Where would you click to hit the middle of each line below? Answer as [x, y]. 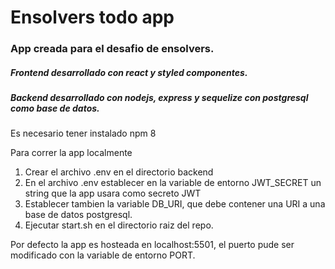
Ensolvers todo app [92, 17]
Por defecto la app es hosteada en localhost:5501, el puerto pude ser [152, 245]
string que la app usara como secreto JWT [113, 193]
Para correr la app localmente [71, 153]
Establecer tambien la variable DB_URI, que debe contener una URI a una [175, 204]
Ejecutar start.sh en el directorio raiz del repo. [119, 225]
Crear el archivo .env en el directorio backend [119, 172]
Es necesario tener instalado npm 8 [83, 133]
